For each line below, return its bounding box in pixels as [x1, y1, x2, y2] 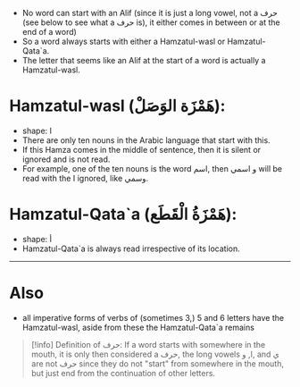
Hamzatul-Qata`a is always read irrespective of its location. [21, 243, 240, 254]
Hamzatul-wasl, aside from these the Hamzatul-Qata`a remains [21, 322, 254, 332]
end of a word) [21, 27, 78, 37]
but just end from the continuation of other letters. [30, 367, 216, 378]
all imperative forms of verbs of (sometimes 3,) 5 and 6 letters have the [21, 312, 284, 323]
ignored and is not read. [21, 154, 111, 164]
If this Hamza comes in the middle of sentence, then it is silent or [21, 144, 262, 155]
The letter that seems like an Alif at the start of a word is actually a [21, 55, 266, 65]
